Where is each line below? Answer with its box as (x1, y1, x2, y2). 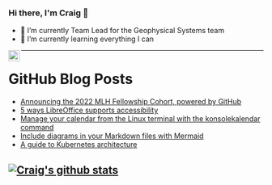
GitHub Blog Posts (8, 70, 134, 88)
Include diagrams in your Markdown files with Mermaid (19, 131, 204, 141)
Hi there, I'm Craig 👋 (8, 7, 89, 19)
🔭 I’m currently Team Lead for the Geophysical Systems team (19, 26, 225, 36)
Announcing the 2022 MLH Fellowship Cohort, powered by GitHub (19, 97, 242, 107)
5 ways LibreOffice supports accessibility (19, 105, 159, 116)
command (19, 123, 54, 132)
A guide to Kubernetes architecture (19, 140, 138, 149)
